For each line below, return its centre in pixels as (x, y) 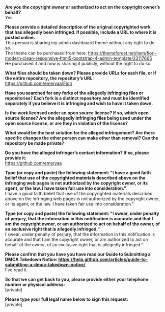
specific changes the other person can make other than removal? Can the (82, 138)
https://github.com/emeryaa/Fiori (39, 83)
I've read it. (16, 270)
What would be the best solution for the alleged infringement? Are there (80, 133)
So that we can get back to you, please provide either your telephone (77, 279)
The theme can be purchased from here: (46, 53)
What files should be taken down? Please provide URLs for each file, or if (81, 73)
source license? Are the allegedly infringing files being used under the (78, 118)
